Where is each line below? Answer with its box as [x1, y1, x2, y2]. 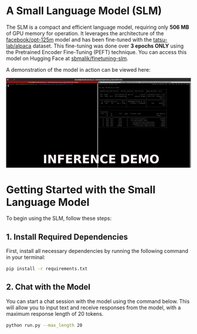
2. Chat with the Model [6, 282, 91, 292]
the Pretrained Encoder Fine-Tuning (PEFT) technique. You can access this [6, 48, 187, 55]
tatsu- [153, 36, 168, 43]
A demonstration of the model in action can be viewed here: [6, 66, 151, 73]
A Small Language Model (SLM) [6, 4, 162, 18]
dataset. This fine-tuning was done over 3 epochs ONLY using [32, 42, 184, 49]
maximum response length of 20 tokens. [6, 310, 104, 317]
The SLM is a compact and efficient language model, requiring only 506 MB [6, 24, 189, 31]
